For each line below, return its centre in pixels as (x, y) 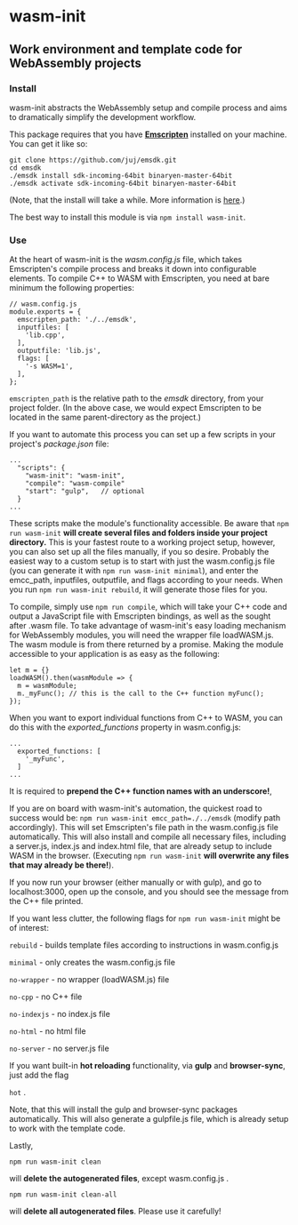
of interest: (29, 928)
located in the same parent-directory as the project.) (105, 417)
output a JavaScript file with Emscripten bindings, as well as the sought (140, 616)
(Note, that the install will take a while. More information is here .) (127, 200)
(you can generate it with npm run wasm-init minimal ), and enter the (134, 571)
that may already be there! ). (61, 865)
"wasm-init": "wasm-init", (75, 476)
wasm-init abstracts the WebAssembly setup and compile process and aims (148, 108)
